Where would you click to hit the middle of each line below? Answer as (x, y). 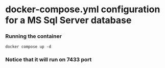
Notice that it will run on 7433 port (49, 60)
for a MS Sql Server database (68, 20)
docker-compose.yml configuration (83, 9)
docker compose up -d (28, 47)
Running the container (34, 36)
